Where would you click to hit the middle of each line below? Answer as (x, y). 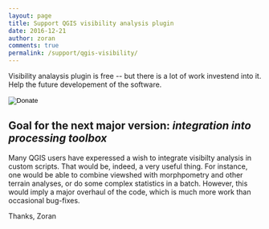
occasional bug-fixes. (44, 200)
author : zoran (32, 38)
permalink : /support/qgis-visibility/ (73, 53)
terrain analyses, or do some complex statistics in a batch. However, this (128, 183)
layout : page (30, 16)
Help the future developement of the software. (85, 84)
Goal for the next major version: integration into (130, 126)
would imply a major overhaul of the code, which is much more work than (130, 192)
